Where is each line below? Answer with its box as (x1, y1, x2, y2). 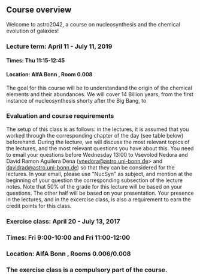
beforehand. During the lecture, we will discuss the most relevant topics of (6, 138, 190, 145)
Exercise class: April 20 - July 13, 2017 (6, 217, 120, 225)
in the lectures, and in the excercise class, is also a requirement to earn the (6, 195, 191, 203)
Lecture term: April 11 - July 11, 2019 (6, 42, 113, 50)
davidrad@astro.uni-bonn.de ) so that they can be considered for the (6, 163, 175, 171)
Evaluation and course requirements (6, 112, 114, 120)
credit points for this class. (6, 202, 72, 209)
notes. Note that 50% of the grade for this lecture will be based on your (6, 183, 183, 190)
